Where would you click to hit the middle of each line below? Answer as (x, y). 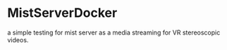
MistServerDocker (62, 13)
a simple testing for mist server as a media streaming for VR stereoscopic (114, 32)
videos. (18, 39)
